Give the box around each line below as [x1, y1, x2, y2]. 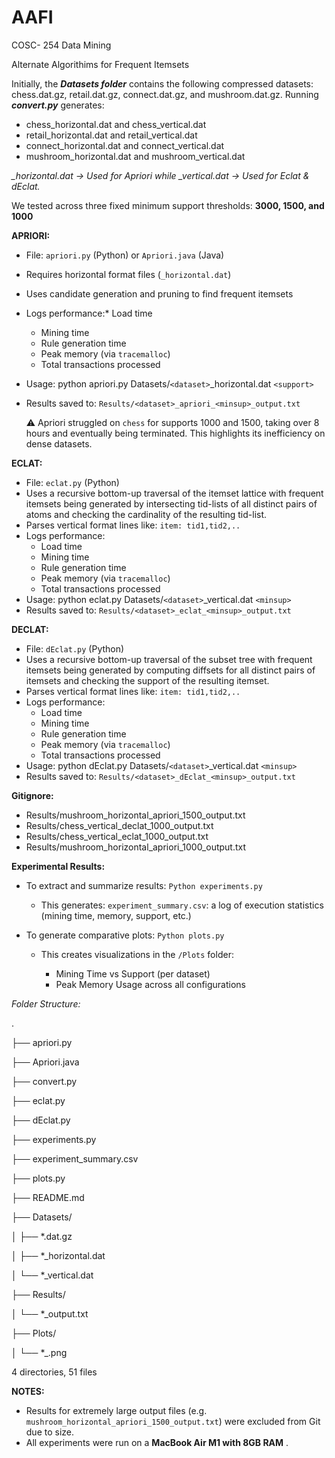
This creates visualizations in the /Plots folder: [40, 948, 234, 960]
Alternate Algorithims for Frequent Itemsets [11, 58, 190, 70]
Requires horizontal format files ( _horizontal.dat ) [25, 268, 232, 280]
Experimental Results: [11, 860, 106, 872]
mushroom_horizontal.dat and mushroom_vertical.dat [25, 150, 246, 162]
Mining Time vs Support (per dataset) [55, 967, 211, 980]
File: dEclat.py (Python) [25, 642, 125, 655]
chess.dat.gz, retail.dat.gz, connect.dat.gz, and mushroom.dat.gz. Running [11, 88, 319, 100]
